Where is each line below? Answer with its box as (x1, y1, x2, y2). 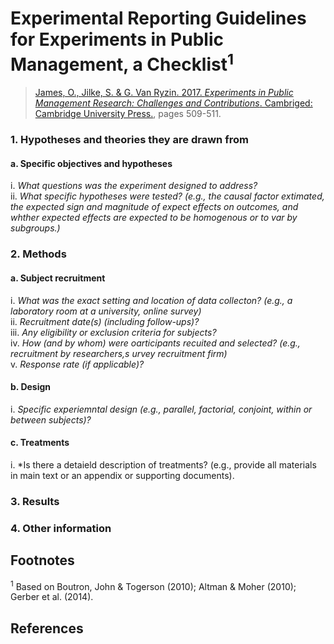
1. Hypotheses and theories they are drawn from (10, 133, 249, 147)
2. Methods (10, 247, 67, 261)
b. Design (10, 381, 52, 393)
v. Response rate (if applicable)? (10, 358, 145, 370)
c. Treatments (10, 437, 70, 449)
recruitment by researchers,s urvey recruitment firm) (10, 347, 228, 359)
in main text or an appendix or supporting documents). (10, 469, 235, 481)
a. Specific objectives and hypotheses (10, 157, 173, 169)
